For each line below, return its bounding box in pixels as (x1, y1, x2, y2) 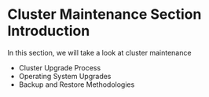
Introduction (7, 22, 90, 40)
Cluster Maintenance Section (7, 5, 202, 23)
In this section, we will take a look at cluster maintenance (7, 48, 192, 57)
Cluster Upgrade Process (18, 63, 101, 72)
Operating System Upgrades (18, 71, 112, 81)
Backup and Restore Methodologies (18, 80, 135, 89)
